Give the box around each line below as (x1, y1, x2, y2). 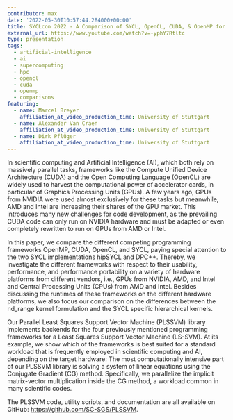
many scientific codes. (7, 385, 72, 393)
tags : (7, 42, 23, 49)
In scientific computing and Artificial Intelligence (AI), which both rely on (7, 158, 214, 167)
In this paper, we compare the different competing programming (7, 238, 191, 246)
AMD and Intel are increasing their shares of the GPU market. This (7, 203, 197, 211)
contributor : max (7, 10, 58, 17)
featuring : (7, 101, 39, 108)
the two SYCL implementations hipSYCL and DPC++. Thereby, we (7, 253, 196, 261)
